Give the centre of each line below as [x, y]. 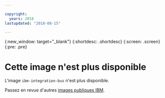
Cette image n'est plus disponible [76, 67]
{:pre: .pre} [16, 47]
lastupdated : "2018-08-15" [33, 23]
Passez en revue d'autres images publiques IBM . [55, 90]
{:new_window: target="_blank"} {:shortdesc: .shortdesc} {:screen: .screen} [82, 42]
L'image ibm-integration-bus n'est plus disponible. [57, 81]
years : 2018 [22, 19]
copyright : [16, 14]
